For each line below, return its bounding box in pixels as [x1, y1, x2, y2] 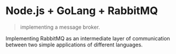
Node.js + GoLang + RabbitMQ [5, 4, 158, 18]
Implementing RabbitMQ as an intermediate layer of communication [5, 35, 170, 42]
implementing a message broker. [20, 23, 100, 31]
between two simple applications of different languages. [5, 41, 143, 48]
